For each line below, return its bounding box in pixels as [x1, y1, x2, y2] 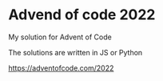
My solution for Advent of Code [8, 32, 112, 42]
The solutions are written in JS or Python [8, 47, 143, 57]
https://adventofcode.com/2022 [8, 63, 114, 73]
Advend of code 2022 [8, 6, 156, 24]
